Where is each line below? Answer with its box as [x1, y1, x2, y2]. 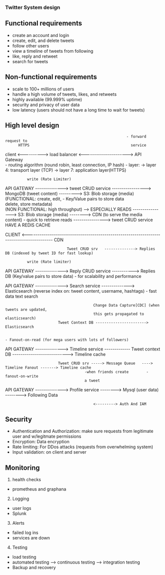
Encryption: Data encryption [12, 439, 70, 445]
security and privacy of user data [12, 102, 80, 108]
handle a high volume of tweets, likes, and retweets [12, 91, 117, 97]
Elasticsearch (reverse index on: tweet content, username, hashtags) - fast [5, 288, 157, 294]
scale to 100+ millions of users [12, 86, 74, 92]
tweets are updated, [5, 307, 48, 312]
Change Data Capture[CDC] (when [93, 303, 160, 308]
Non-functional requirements [5, 73, 97, 81]
